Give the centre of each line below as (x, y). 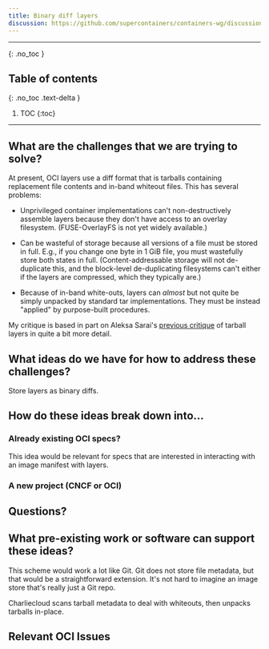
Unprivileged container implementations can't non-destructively (125, 211)
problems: (25, 195)
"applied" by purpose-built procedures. (85, 310)
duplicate (35, 268)
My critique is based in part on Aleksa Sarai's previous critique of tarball (127, 325)
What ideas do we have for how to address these (132, 359)
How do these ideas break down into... (106, 416)
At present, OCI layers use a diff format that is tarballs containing (115, 178)
